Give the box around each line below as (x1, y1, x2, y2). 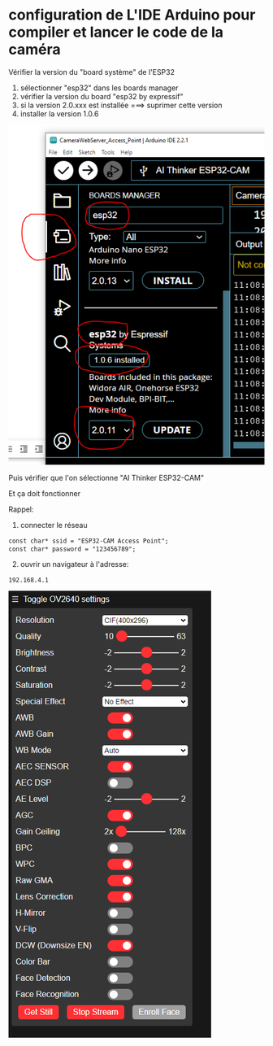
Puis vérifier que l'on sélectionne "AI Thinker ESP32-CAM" (8, 473, 205, 483)
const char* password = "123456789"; (8, 545, 136, 554)
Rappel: (8, 504, 34, 514)
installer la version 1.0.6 (19, 108, 99, 119)
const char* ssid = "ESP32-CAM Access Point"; (8, 537, 169, 546)
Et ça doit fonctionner (8, 489, 81, 499)
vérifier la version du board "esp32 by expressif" (19, 91, 184, 101)
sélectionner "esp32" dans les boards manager (19, 83, 179, 93)
